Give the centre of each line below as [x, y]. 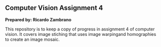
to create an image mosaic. [33, 39]
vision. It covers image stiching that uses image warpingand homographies [81, 34]
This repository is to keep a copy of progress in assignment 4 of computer [80, 29]
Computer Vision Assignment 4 [54, 8]
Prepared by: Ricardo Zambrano [38, 19]
